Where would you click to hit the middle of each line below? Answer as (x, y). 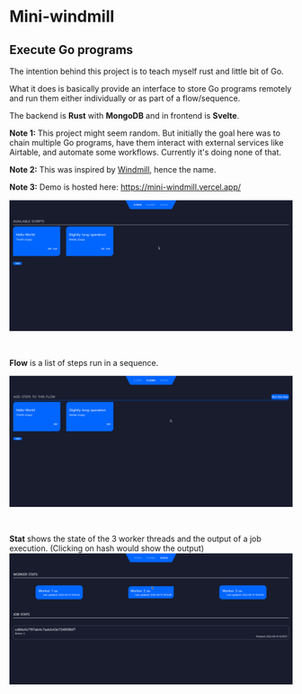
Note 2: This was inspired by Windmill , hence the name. (113, 169)
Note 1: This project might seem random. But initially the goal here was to (145, 133)
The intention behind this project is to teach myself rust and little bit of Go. (147, 71)
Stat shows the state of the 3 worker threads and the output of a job (136, 538)
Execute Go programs (71, 50)
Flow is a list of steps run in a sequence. (84, 362)
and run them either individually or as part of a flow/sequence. (125, 98)
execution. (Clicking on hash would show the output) (107, 548)
